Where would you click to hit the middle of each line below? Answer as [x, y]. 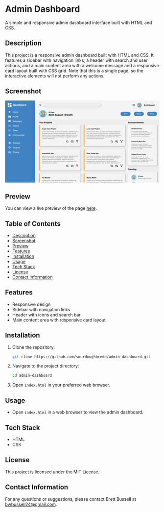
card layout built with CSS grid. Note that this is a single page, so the [74, 71]
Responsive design [31, 304]
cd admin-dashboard [32, 376]
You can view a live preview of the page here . [51, 208]
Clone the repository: [34, 347]
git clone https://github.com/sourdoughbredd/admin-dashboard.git [81, 357]
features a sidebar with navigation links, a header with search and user [76, 60]
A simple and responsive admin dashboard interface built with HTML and [79, 23]
